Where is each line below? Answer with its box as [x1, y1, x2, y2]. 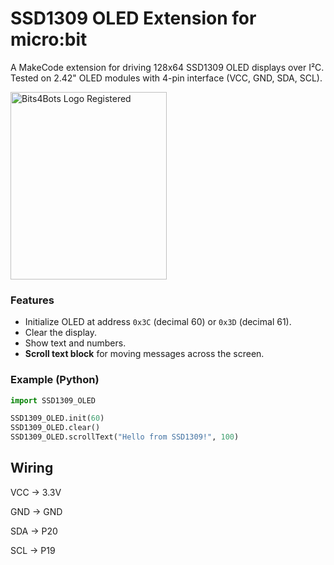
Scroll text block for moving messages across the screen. [24, 348, 265, 360]
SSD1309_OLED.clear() [10, 423, 101, 433]
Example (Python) [10, 373, 100, 387]
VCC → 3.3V [10, 486, 62, 498]
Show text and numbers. [24, 337, 127, 349]
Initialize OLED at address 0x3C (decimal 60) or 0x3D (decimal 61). [24, 316, 292, 328]
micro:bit [10, 28, 88, 51]
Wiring [10, 460, 54, 477]
